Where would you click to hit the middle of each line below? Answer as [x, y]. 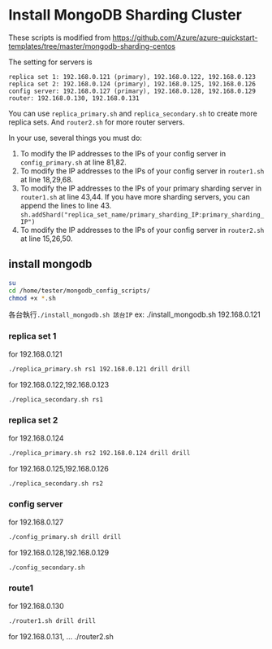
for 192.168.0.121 [35, 354]
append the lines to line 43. [66, 205]
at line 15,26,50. [46, 239]
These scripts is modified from [60, 37]
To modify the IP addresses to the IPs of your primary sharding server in [141, 188]
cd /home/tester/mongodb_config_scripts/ [80, 291]
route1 [21, 588]
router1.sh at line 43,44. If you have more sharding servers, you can [135, 196]
